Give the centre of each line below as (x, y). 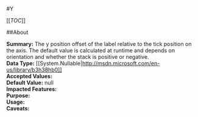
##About (17, 32)
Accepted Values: (30, 76)
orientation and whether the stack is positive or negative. (78, 57)
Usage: (16, 102)
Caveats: (18, 108)
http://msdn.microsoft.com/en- (121, 63)
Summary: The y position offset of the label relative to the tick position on (99, 44)
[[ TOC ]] (16, 20)
